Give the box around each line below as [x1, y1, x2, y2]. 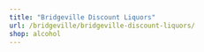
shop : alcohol [9, 29, 62, 38]
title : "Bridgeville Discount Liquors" [9, 12, 156, 22]
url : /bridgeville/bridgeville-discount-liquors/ [9, 21, 196, 30]
